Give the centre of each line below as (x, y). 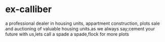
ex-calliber (29, 9)
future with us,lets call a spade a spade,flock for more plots (67, 34)
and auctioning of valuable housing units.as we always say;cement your (80, 28)
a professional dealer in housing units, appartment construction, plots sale (83, 23)
